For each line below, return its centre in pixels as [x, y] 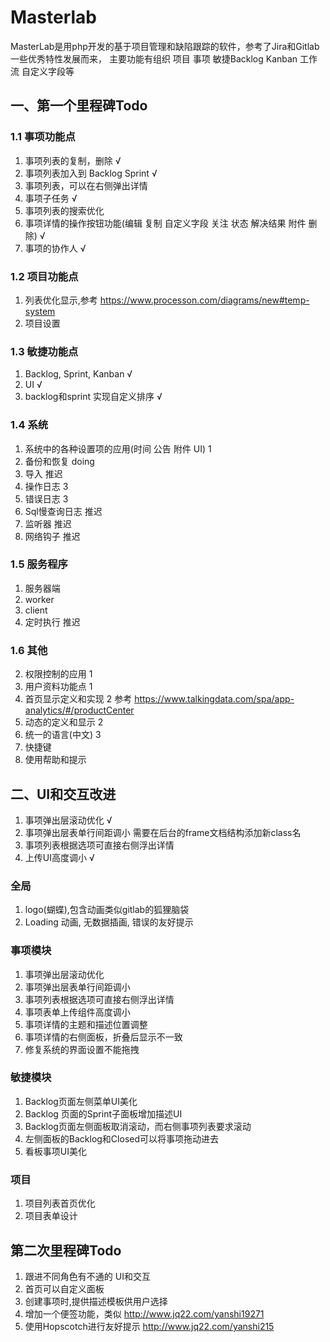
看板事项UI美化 [55, 1151]
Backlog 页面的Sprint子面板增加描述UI [103, 1113]
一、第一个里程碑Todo [79, 106]
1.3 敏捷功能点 [44, 351]
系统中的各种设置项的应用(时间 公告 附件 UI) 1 [118, 448]
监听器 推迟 [48, 523]
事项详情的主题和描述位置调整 [86, 1024]
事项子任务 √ [51, 198]
